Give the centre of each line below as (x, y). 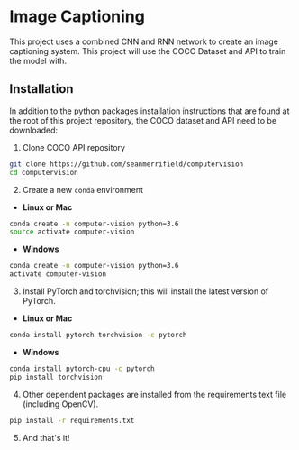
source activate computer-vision (72, 232)
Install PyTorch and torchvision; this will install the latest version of (145, 291)
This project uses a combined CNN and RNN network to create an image (144, 41)
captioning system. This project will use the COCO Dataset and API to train (148, 51)
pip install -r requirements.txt (72, 420)
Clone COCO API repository (74, 147)
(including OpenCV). (60, 404)
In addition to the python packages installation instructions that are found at (149, 111)
